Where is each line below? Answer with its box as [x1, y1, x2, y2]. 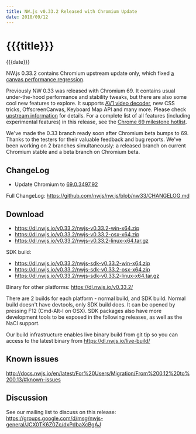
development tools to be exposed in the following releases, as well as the [6, 314, 183, 321]
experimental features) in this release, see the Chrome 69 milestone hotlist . [6, 118, 187, 126]
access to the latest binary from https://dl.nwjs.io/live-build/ [6, 337, 150, 345]
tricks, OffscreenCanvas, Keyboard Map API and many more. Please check [6, 106, 186, 113]
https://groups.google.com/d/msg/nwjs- [6, 415, 104, 422]
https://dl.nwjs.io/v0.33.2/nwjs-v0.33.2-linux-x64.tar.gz [14, 237, 149, 244]
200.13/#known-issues [6, 376, 61, 383]
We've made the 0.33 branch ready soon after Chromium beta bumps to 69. [6, 130, 189, 137]
